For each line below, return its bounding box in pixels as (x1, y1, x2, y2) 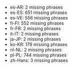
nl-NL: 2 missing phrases (9, 47, 62, 52)
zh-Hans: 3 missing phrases (9, 57, 68, 63)
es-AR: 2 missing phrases (9, 4, 63, 10)
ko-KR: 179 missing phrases (9, 41, 67, 47)
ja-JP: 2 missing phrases (9, 36, 61, 42)
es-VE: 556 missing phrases (9, 15, 68, 20)
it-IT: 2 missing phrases (9, 31, 59, 36)
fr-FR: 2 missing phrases (9, 25, 61, 31)
